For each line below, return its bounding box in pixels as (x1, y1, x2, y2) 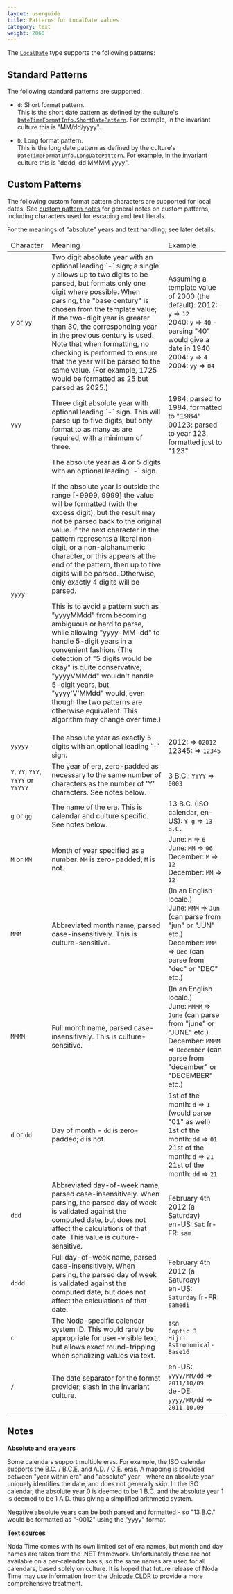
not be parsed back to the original (51, 516, 162, 526)
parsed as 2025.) (51, 382, 109, 392)
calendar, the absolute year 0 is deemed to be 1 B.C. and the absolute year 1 (7, 1487, 224, 1495)
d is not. (80, 1134, 106, 1144)
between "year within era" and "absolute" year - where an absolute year (7, 1472, 214, 1481)
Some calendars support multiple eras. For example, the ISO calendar (7, 1457, 206, 1465)
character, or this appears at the (51, 551, 156, 560)
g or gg (10, 811, 33, 820)
